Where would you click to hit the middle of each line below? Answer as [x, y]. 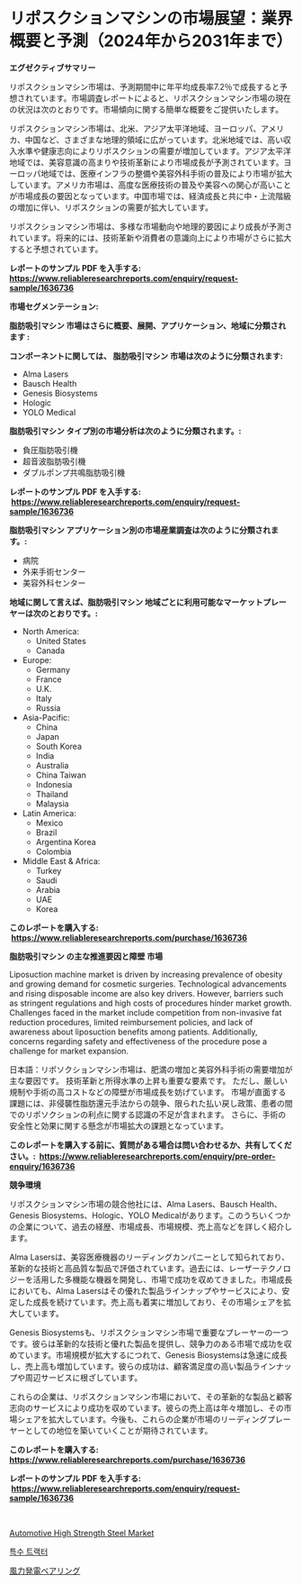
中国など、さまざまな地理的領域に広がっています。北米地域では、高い [154, 140]
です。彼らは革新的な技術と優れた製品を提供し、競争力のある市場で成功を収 [151, 1343]
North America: [50, 631]
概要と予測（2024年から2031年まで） [151, 41]
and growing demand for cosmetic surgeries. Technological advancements [148, 984]
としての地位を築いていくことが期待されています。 [119, 1430]
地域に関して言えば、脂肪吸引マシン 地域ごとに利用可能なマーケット [136, 602]
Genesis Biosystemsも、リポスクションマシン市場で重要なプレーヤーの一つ [149, 1332]
